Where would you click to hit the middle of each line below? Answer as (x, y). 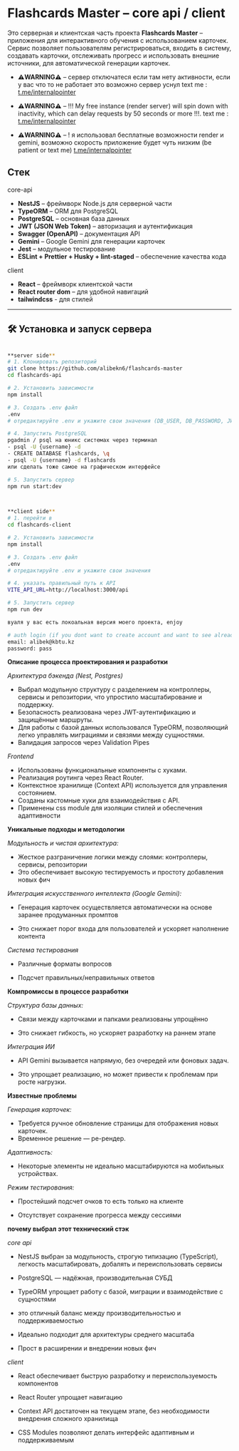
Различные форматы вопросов (65, 964)
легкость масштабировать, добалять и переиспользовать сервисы (120, 1264)
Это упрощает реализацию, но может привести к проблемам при (118, 1075)
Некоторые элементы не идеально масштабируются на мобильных (121, 1166)
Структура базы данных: (46, 1006)
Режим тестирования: (41, 1187)
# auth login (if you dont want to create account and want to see (110, 635)
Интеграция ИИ (31, 1047)
